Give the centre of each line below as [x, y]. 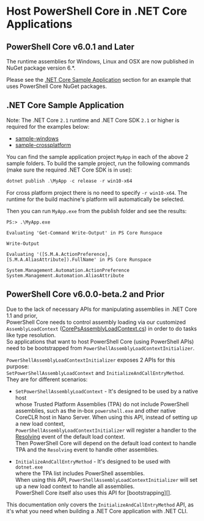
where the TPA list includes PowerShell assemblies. [80, 473]
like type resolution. [31, 335]
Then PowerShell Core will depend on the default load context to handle [106, 443]
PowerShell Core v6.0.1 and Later [71, 47]
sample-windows [37, 138]
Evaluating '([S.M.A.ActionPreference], [59, 254]
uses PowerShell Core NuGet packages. [56, 86]
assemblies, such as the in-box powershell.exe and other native [95, 410]
